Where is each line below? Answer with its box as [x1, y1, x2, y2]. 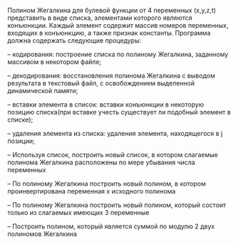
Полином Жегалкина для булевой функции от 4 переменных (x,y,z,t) [7, 6, 216, 14]
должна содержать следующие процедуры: [7, 36, 141, 45]
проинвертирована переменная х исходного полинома [7, 187, 176, 195]
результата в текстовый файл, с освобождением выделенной [7, 79, 195, 87]
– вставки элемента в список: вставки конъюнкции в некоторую [7, 100, 205, 109]
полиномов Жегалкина [7, 230, 77, 238]
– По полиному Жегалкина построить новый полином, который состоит [7, 201, 227, 209]
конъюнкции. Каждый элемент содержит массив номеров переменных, [7, 21, 229, 29]
